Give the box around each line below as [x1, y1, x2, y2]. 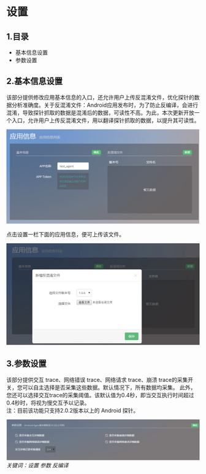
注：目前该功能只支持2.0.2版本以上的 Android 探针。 [6, 406, 139, 414]
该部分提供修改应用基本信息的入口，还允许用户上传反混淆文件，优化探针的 [6, 93, 194, 101]
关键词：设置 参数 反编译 [6, 461, 69, 469]
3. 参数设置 [6, 359, 47, 369]
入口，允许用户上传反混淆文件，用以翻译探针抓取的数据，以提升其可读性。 [11, 117, 200, 124]
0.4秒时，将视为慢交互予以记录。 [6, 399, 90, 406]
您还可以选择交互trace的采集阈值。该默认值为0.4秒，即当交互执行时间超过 [6, 391, 194, 398]
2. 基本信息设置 [6, 76, 63, 87]
